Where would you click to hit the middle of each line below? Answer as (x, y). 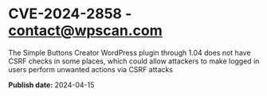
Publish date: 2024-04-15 (51, 85)
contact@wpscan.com (86, 31)
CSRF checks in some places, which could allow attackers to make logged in (134, 61)
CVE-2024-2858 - (70, 14)
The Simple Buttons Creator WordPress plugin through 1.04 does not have (130, 52)
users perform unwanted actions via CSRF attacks (91, 69)
